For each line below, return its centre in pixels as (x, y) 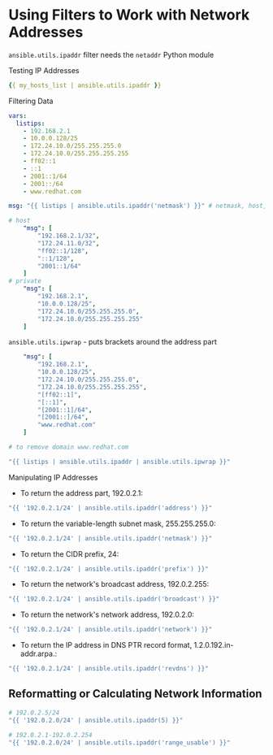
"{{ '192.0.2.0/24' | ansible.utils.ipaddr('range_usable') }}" (119, 742)
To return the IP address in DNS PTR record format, (106, 645)
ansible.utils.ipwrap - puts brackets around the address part (113, 342)
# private (25, 281)
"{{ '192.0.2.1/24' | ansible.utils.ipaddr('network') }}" (110, 630)
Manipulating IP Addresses (54, 477)
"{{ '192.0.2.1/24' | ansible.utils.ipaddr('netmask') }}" (110, 538)
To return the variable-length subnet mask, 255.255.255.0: (118, 523)
